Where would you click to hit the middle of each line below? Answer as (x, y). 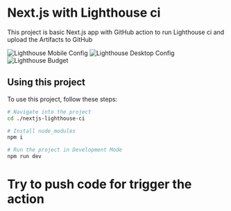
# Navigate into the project (49, 112)
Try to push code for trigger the (100, 184)
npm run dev (24, 157)
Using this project (46, 83)
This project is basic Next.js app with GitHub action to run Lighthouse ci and (116, 32)
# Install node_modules (42, 131)
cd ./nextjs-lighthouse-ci (46, 118)
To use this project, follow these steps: (62, 99)
